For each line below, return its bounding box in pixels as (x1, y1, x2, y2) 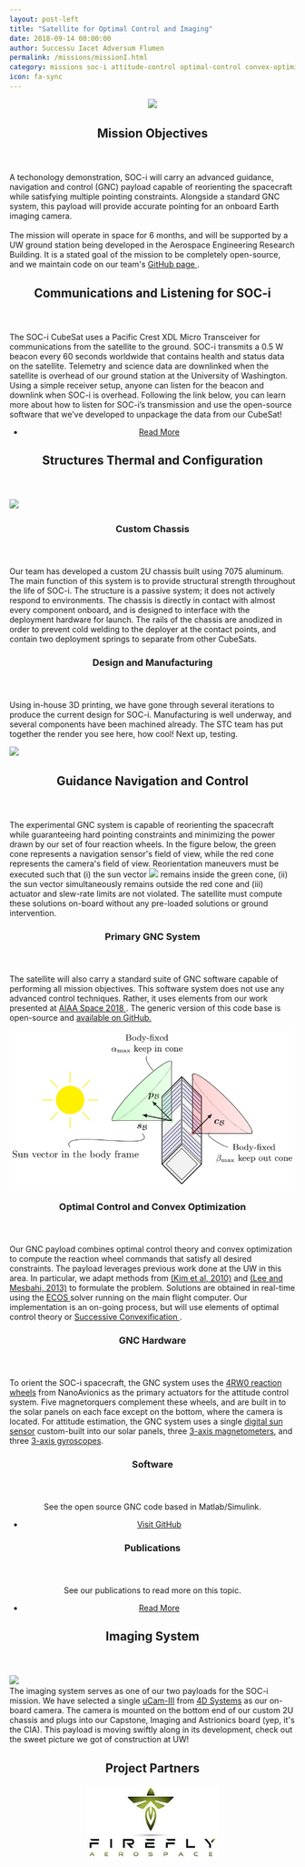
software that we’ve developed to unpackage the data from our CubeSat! (9, 409, 283, 419)
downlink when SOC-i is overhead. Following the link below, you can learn (9, 389, 286, 400)
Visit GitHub (136, 1519, 182, 1530)
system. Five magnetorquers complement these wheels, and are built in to (9, 1397, 287, 1408)
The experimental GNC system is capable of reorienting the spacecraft (9, 820, 274, 831)
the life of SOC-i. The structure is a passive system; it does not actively (9, 585, 275, 596)
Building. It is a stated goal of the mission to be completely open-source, (9, 249, 281, 260)
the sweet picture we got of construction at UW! (9, 1734, 190, 1745)
